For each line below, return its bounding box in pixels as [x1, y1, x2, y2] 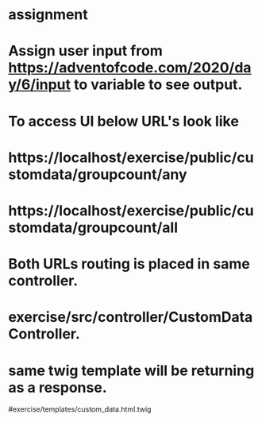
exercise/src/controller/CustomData [8, 308, 253, 327]
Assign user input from [8, 42, 163, 60]
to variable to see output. [74, 75, 243, 94]
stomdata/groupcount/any [8, 165, 188, 184]
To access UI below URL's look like [8, 112, 240, 130]
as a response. [8, 378, 107, 397]
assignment [8, 6, 89, 24]
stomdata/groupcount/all [8, 219, 179, 236]
